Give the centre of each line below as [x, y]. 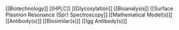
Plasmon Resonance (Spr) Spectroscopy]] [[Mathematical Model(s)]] [89, 15]
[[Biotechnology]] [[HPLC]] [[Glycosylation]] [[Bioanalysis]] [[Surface [89, 9]
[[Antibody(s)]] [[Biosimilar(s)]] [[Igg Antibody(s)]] [66, 21]
